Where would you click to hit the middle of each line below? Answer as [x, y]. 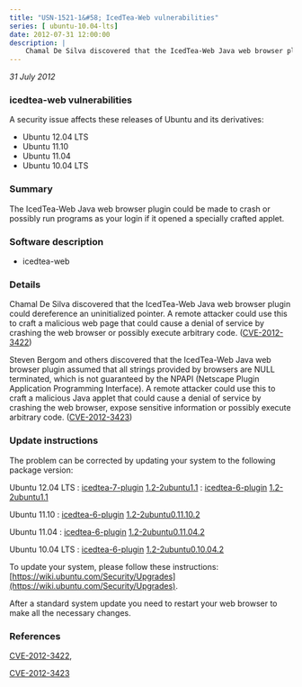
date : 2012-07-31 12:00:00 [60, 34]
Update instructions [54, 440]
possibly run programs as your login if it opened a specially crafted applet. [147, 218]
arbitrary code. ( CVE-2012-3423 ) [71, 417]
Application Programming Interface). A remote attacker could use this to [142, 389]
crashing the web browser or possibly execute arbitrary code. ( [126, 333]
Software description [57, 241]
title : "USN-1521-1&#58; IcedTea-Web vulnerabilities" [114, 18]
